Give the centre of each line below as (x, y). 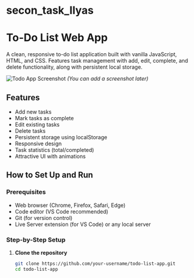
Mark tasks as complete (44, 118)
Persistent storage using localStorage (61, 137)
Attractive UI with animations (50, 156)
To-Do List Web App (57, 38)
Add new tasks (33, 112)
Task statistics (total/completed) (54, 149)
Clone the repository (41, 252)
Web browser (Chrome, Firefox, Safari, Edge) (70, 205)
